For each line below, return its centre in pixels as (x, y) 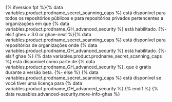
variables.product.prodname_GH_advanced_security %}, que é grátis (78, 67)
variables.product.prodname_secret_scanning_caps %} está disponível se (83, 78)
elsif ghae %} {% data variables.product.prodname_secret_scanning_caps (84, 56)
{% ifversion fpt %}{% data (34, 7)
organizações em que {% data (37, 23)
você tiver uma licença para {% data (44, 83)
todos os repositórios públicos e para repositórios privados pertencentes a (84, 18)
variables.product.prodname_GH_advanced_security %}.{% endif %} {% (82, 88)
